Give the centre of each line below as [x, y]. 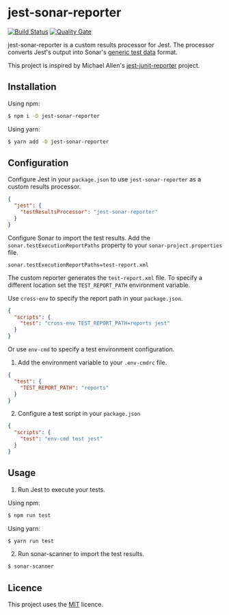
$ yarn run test [31, 541]
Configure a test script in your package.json [79, 414]
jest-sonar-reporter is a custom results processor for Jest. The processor [111, 45]
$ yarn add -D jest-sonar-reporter [58, 142]
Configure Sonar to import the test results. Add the [79, 238]
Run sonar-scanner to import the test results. [81, 554]
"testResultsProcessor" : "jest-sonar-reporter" [89, 212]
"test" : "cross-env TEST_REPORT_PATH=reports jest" [95, 323]
